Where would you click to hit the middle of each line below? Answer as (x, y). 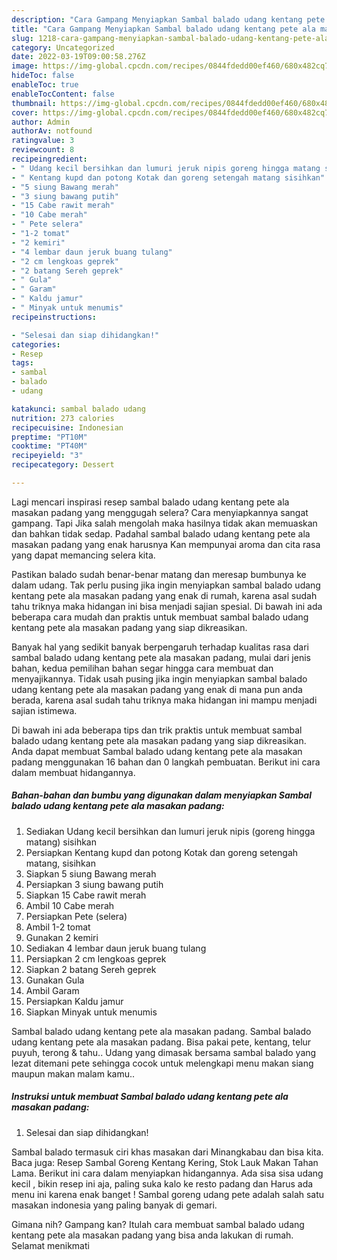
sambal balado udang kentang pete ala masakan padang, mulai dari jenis (161, 657)
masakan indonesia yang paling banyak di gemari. (114, 1205)
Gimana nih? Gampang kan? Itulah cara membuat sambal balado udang (158, 1224)
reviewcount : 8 (43, 150)
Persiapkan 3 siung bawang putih (94, 884)
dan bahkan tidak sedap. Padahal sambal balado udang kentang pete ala (161, 533)
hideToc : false (43, 76)
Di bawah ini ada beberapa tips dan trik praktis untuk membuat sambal (157, 730)
